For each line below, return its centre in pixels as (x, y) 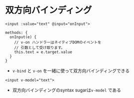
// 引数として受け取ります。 (40, 47)
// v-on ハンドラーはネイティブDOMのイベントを (58, 42)
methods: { (16, 32)
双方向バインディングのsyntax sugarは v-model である (67, 90)
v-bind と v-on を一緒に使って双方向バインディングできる (71, 70)
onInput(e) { (23, 37)
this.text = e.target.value (43, 52)
